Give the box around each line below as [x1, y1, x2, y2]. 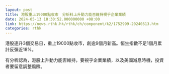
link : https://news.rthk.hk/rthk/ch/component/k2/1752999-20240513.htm [5, 21, 158, 26]
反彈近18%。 [9, 46, 37, 52]
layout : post [5, 7, 33, 12]
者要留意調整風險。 [5, 63, 45, 69]
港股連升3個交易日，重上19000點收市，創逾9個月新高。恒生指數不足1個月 [5, 40, 157, 46]
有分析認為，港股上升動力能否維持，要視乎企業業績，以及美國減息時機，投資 [5, 57, 164, 63]
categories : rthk [5, 26, 42, 31]
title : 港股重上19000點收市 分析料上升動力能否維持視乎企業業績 [5, 12, 126, 17]
